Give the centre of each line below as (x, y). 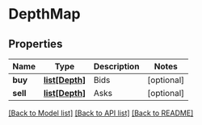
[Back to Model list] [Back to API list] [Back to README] (101, 113)
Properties (36, 44)
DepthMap (44, 14)
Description (116, 67)
